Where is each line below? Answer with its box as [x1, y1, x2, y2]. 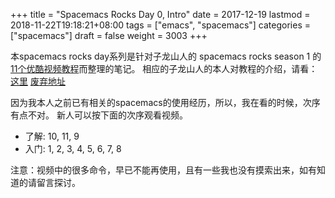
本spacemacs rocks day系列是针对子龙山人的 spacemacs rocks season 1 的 [10, 50, 322, 62]
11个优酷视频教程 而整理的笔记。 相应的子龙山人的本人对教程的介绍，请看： [10, 63, 318, 74]
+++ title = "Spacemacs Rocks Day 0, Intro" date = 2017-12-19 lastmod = [10, 9, 311, 20]
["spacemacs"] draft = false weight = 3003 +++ [10, 30, 208, 41]
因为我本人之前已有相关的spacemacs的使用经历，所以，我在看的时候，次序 [10, 97, 321, 108]
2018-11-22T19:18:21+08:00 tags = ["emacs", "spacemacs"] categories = [10, 19, 311, 31]
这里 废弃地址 [10, 75, 66, 87]
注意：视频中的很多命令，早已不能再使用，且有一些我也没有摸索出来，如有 [10, 164, 317, 176]
